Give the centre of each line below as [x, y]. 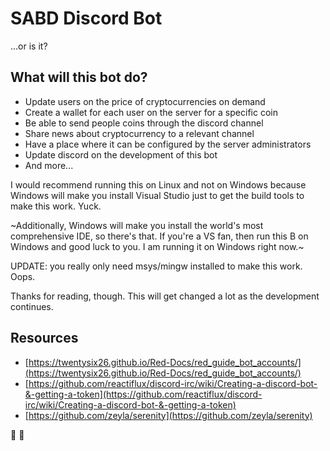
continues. [32, 306]
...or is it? [29, 46]
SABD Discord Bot [86, 18]
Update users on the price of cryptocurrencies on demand [145, 101]
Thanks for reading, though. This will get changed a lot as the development [165, 296]
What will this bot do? [79, 77]
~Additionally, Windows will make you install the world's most [137, 225]
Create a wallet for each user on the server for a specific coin [151, 112]
